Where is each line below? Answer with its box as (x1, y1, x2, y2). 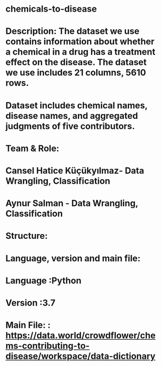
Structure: (5, 231, 48, 242)
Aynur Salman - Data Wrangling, (5, 198, 138, 209)
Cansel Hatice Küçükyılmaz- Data (5, 165, 144, 176)
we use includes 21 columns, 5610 (5, 67, 146, 78)
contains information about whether (5, 36, 155, 47)
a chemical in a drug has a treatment (5, 46, 156, 58)
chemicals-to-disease (5, 3, 97, 15)
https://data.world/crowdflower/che (5, 330, 156, 341)
